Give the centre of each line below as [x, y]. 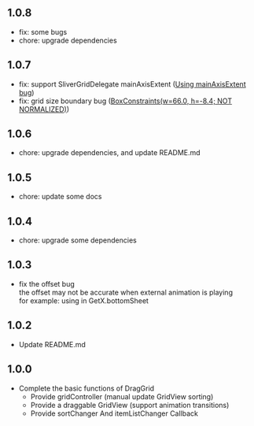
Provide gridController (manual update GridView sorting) [122, 396]
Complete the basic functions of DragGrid [87, 388]
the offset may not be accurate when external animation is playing [126, 292]
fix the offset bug [47, 283]
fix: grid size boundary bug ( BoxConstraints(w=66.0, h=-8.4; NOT [125, 101]
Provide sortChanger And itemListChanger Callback [114, 413]
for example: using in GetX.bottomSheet [83, 300]
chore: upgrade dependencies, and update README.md [110, 153]
